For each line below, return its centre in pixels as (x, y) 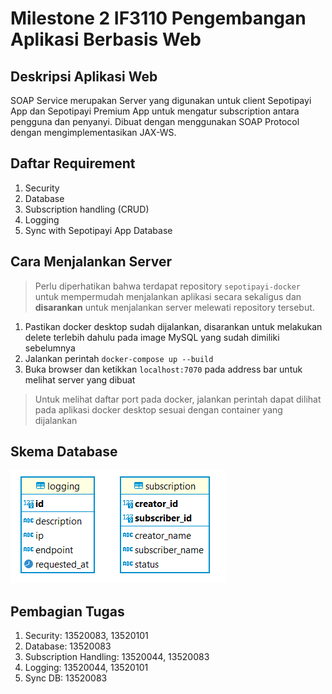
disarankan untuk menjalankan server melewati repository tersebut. (174, 307)
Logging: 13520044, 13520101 (86, 668)
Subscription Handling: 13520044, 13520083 (117, 657)
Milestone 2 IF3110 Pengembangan (158, 18)
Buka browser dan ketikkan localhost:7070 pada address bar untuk (163, 369)
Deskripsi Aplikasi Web (84, 76)
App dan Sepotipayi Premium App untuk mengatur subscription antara (155, 111)
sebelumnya (50, 348)
